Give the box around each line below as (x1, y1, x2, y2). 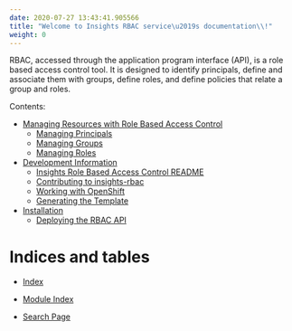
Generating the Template (35, 195, 129, 206)
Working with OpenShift (35, 186, 125, 197)
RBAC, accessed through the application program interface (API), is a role (9, 55, 284, 66)
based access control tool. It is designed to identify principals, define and (9, 64, 283, 75)
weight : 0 (9, 30, 47, 39)
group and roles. (9, 83, 71, 95)
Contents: (9, 101, 46, 112)
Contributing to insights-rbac (35, 176, 145, 187)
